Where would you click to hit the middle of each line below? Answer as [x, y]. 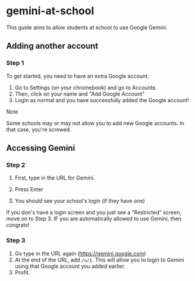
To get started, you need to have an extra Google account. [78, 76]
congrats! [18, 225]
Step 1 [15, 63]
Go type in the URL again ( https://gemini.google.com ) [80, 253]
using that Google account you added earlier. [70, 266]
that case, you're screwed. [39, 130]
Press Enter [29, 190]
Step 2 [16, 165]
